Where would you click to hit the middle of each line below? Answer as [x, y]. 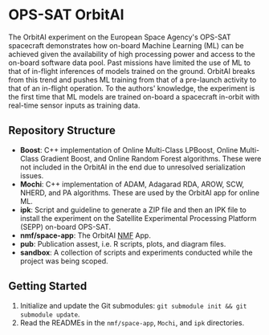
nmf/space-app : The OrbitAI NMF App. [85, 235]
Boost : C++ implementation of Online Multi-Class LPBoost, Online [129, 149]
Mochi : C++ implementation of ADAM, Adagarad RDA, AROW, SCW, [132, 184]
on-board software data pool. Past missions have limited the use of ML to [130, 63]
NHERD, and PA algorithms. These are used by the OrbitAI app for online [139, 192]
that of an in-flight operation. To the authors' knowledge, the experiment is [132, 88]
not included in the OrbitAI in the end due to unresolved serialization [132, 167]
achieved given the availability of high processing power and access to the [132, 54]
